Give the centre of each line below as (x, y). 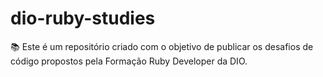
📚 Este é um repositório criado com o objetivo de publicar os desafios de (162, 46)
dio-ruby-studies (83, 18)
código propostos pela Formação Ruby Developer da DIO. (129, 61)
